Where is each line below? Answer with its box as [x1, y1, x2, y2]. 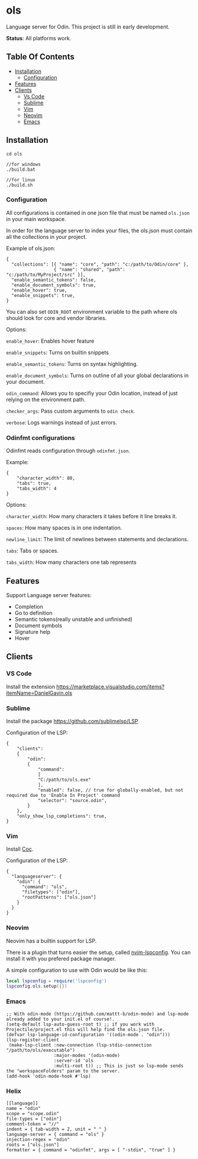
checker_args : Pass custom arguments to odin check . [6, 407, 135, 414]
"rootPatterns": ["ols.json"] [21, 895, 96, 901]
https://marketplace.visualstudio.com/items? [56, 683, 165, 690]
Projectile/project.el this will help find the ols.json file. [6, 1026, 165, 1032]
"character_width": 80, [17, 475, 76, 481]
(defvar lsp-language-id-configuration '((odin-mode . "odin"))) [6, 1032, 170, 1037]
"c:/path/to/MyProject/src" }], [6, 272, 86, 277]
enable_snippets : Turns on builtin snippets [6, 349, 109, 356]
